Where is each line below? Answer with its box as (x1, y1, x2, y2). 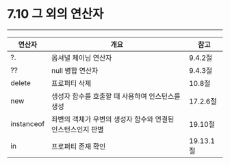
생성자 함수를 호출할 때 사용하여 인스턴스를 (51, 91, 181, 101)
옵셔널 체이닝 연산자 (51, 52, 112, 62)
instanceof (10, 119, 45, 128)
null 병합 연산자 (51, 65, 99, 75)
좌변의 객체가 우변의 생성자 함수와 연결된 (51, 114, 175, 123)
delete (10, 78, 31, 87)
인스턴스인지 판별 (51, 124, 104, 134)
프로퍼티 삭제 (51, 78, 92, 88)
